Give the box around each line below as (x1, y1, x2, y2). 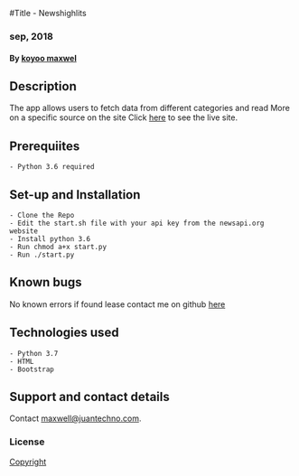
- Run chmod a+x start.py (9, 242, 107, 251)
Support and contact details (9, 388, 170, 405)
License (9, 435, 45, 448)
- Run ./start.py (9, 250, 75, 259)
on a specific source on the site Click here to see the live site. (9, 112, 238, 123)
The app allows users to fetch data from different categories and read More (9, 103, 291, 114)
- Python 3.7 (9, 349, 59, 358)
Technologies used (9, 325, 119, 341)
